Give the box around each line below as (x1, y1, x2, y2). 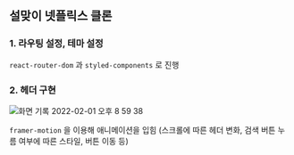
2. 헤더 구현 (9, 84, 56, 96)
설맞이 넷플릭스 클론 (9, 8, 113, 24)
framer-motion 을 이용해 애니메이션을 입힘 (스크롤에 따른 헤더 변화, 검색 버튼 (9, 124, 276, 135)
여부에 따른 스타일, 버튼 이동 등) (18, 135, 130, 146)
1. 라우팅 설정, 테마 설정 (9, 37, 104, 50)
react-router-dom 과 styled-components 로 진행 (9, 59, 180, 69)
